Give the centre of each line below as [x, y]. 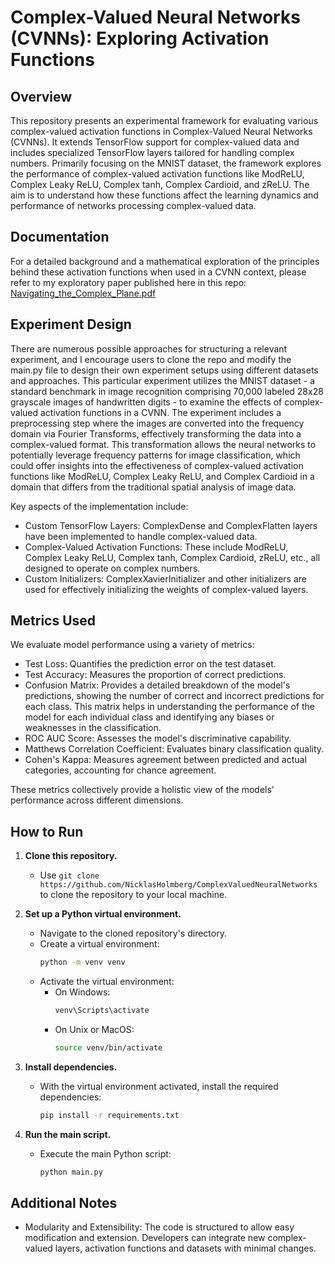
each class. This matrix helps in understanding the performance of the [169, 707]
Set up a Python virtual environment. [103, 914]
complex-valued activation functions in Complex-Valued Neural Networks [161, 131]
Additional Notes [64, 1203]
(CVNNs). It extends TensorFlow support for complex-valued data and [155, 142]
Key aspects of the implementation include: [99, 506]
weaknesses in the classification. [93, 728]
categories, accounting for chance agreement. [120, 770]
